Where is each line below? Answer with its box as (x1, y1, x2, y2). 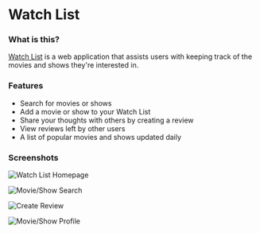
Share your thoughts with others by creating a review (19, 115, 194, 125)
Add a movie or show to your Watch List (19, 107, 151, 116)
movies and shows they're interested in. (8, 60, 139, 70)
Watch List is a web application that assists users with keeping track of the (8, 52, 253, 61)
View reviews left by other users (19, 123, 126, 133)
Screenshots (8, 152, 59, 163)
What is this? (8, 34, 60, 45)
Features (8, 80, 44, 91)
